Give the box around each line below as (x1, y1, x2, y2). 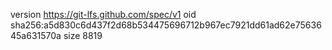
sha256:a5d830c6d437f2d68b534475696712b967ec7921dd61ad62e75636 (10, 19, 322, 31)
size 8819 (63, 30, 103, 41)
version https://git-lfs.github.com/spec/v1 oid (10, 9, 197, 20)
